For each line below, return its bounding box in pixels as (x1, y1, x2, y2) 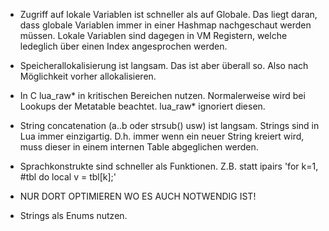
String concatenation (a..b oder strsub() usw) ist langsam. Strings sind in (19, 120, 320, 131)
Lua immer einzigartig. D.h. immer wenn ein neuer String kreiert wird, (19, 130, 305, 142)
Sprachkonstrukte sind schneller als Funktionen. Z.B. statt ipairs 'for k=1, (19, 160, 319, 172)
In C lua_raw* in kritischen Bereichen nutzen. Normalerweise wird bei (19, 90, 306, 101)
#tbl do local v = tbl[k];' (19, 171, 117, 183)
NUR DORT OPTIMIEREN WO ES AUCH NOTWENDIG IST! (19, 190, 257, 202)
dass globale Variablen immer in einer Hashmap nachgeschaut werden (19, 19, 312, 31)
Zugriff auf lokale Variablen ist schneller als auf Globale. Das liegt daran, (19, 9, 318, 20)
